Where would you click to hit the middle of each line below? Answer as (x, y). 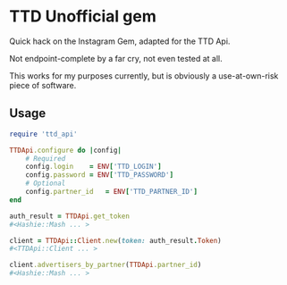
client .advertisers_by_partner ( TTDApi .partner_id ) (106, 265)
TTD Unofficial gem (83, 17)
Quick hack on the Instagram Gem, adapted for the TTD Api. (120, 41)
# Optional (46, 184)
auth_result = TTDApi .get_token (69, 216)
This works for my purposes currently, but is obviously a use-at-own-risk (144, 75)
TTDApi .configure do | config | (66, 150)
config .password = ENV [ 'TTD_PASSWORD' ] (100, 175)
